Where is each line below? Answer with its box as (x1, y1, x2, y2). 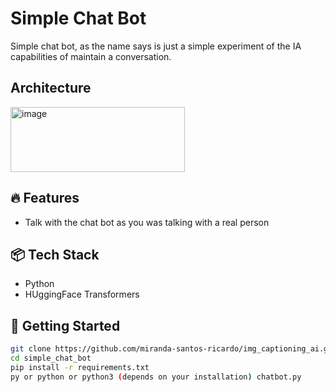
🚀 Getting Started (10, 317, 121, 334)
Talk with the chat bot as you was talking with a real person (24, 216, 270, 228)
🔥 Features (10, 190, 80, 207)
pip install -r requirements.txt (10, 362, 150, 372)
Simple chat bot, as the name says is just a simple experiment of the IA (10, 40, 302, 52)
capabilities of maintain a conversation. (10, 50, 172, 62)
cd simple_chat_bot (10, 353, 92, 364)
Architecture (10, 80, 92, 97)
